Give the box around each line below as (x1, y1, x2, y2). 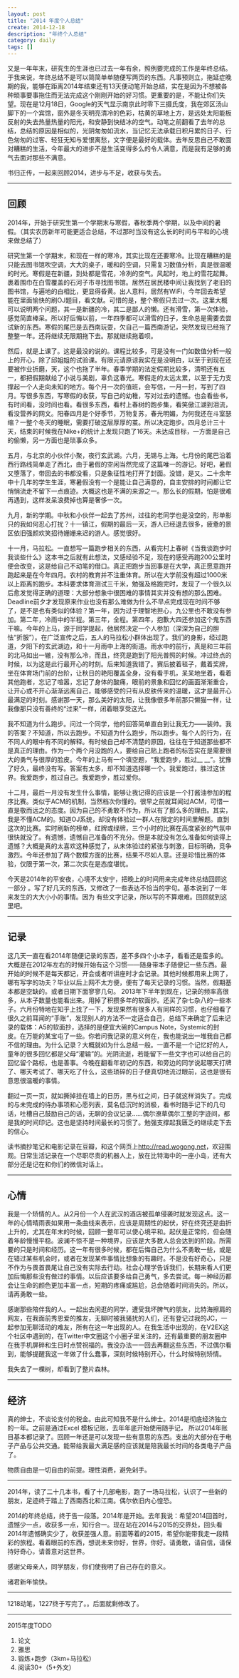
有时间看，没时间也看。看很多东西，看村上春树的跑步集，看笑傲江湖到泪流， (7, 400, 232, 409)
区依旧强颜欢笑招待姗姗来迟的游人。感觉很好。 (7, 529, 144, 537)
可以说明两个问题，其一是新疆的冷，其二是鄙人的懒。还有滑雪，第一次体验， (7, 305, 232, 313)
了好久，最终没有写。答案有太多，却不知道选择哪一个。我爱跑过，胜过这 (7, 764, 219, 773)
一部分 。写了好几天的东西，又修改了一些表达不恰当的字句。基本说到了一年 (7, 883, 228, 892)
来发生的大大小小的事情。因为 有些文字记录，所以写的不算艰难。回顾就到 (7, 893, 221, 901)
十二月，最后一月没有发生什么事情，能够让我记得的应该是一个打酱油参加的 (7, 788, 225, 796)
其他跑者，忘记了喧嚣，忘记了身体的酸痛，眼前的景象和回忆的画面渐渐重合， (7, 677, 232, 686)
